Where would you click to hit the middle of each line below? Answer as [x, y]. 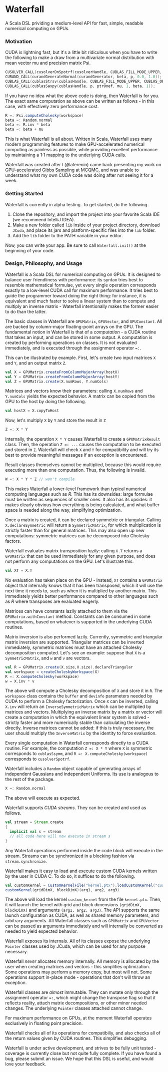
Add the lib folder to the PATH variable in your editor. [67, 235]
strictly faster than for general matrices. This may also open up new [75, 530]
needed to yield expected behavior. [42, 931]
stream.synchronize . [26, 861]
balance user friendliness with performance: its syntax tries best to [74, 279]
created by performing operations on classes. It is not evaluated [71, 342]
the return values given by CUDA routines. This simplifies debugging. [76, 1038]
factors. [13, 541]
